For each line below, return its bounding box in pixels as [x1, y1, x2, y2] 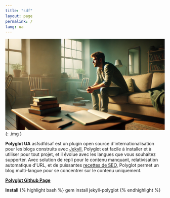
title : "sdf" [5, 8, 33, 13]
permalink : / [5, 19, 33, 24]
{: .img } [5, 131, 22, 137]
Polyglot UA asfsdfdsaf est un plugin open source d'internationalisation [5, 141, 154, 147]
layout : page [5, 13, 33, 19]
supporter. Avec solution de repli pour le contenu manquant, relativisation [5, 157, 158, 163]
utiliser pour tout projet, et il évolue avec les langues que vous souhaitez [5, 151, 156, 157]
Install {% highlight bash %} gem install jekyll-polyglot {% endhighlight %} [5, 187, 161, 193]
